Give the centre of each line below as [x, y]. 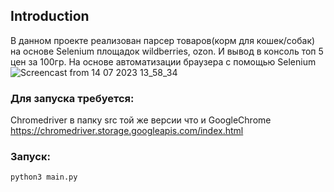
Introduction [50, 16]
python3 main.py [44, 177]
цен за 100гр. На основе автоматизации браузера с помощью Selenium [163, 61]
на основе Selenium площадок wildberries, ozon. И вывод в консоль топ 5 [167, 51]
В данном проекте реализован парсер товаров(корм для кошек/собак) [163, 40]
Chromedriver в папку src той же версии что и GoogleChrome [141, 120]
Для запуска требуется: [72, 98]
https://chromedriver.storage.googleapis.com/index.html [127, 131]
